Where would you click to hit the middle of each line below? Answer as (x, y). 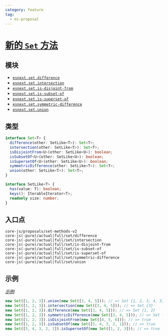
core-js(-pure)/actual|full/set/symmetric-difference (62, 258)
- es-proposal (24, 19)
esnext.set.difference (36, 78)
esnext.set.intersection (38, 83)
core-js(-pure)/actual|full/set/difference (51, 236)
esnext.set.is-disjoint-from (43, 89)
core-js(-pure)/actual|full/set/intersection (53, 240)
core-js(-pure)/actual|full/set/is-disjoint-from (58, 245)
